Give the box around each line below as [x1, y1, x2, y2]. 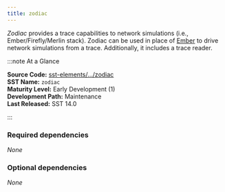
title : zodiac [7, 10, 48, 17]
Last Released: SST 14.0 [7, 99, 77, 107]
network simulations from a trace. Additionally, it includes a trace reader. [7, 43, 213, 52]
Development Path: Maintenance [7, 92, 102, 100]
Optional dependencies [7, 162, 87, 172]
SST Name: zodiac [7, 77, 61, 86]
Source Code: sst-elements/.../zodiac [7, 70, 114, 78]
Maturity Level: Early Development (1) [7, 85, 116, 93]
